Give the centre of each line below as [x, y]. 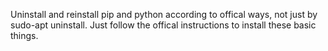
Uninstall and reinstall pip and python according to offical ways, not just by [164, 14]
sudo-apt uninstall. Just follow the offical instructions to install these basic [163, 25]
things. [24, 35]
